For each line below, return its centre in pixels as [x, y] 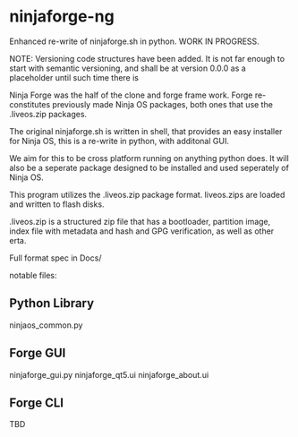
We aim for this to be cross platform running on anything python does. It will [149, 158]
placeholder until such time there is [74, 77]
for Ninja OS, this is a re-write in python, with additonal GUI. [119, 141]
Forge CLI [37, 403]
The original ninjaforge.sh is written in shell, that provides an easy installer [146, 131]
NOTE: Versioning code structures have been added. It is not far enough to [147, 58]
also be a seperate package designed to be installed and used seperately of [149, 167]
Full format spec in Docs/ [55, 258]
